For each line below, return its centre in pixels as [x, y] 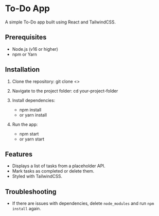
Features [19, 154]
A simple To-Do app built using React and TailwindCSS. [60, 22]
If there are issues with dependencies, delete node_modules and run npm [83, 203]
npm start [29, 134]
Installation [22, 69]
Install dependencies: [34, 100]
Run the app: [25, 124]
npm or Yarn [25, 54]
